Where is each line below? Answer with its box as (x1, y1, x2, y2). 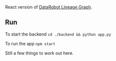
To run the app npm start (5, 41, 56, 46)
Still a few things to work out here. (5, 50, 74, 56)
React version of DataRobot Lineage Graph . (5, 4, 93, 10)
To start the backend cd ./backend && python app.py (5, 31, 111, 37)
